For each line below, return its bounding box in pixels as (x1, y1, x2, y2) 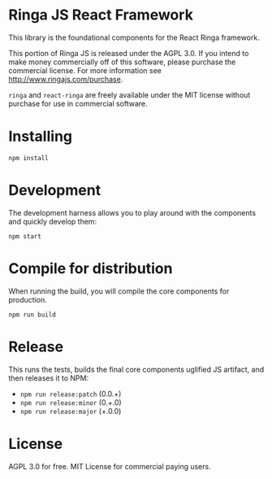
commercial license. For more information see (8, 65, 162, 75)
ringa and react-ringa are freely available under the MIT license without (8, 89, 251, 99)
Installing (8, 128, 73, 146)
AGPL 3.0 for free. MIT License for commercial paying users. (8, 461, 211, 471)
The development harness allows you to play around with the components (8, 207, 257, 217)
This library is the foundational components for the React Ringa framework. (8, 33, 260, 42)
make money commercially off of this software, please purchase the (8, 57, 236, 67)
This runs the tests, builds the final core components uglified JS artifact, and (8, 364, 265, 374)
